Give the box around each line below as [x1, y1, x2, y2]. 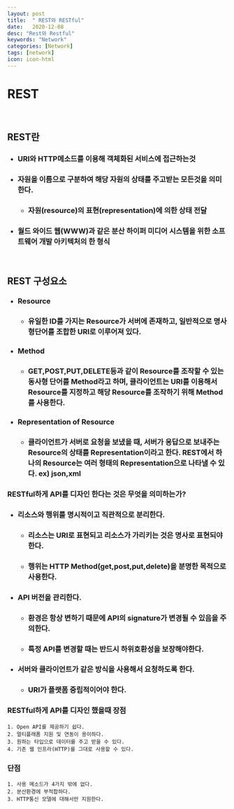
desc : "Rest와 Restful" [7, 29, 75, 37]
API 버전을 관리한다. [17, 593, 82, 602]
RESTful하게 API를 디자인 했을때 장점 [7, 705, 126, 715]
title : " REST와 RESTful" [7, 17, 85, 24]
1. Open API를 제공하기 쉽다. [7, 723, 85, 731]
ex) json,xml [38, 469, 82, 478]
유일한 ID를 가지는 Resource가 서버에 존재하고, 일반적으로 [27, 317, 212, 326]
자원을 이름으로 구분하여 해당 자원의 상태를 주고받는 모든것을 [17, 174, 207, 184]
